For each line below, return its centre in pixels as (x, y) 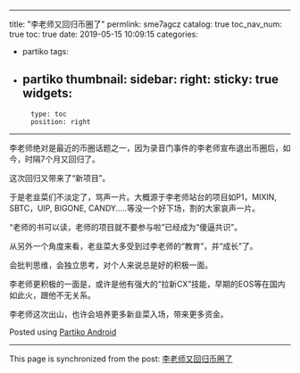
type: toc (49, 114)
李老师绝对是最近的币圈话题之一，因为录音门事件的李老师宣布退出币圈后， (146, 147)
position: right (61, 121)
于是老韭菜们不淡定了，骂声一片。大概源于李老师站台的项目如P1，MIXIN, (143, 196)
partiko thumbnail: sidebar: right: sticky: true (150, 80)
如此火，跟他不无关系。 (52, 294)
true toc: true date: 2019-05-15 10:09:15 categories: (104, 34)
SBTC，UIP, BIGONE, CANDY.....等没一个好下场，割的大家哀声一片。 (135, 208)
